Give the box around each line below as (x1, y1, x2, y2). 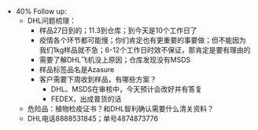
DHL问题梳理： (27, 16, 77, 25)
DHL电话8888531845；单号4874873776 (27, 114, 159, 123)
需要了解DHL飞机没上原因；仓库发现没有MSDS (39, 55, 191, 64)
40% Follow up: (15, 7, 67, 16)
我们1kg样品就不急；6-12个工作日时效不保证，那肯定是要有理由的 (39, 45, 251, 54)
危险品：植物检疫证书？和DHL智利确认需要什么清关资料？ (27, 104, 215, 113)
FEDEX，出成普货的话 (50, 94, 122, 103)
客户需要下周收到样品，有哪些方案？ (39, 74, 157, 84)
